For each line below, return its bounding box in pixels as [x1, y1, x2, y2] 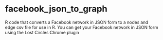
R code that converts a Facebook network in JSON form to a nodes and [5, 19, 148, 25]
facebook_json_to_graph [5, 3, 108, 14]
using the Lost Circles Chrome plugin [5, 29, 79, 35]
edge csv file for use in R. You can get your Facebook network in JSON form [5, 24, 158, 30]
